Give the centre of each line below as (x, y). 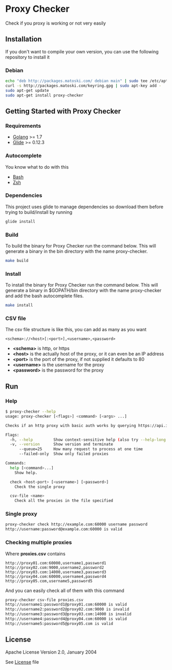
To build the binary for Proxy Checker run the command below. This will (81, 246)
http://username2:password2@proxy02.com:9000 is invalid (67, 610)
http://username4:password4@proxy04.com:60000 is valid (66, 619)
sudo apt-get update (27, 90)
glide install (20, 221)
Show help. (26, 473)
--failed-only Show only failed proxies (64, 454)
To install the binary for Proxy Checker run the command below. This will (82, 285)
